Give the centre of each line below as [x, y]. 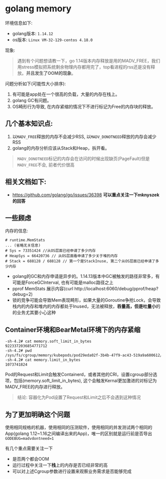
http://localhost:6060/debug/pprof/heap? [116, 289]
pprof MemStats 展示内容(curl [43, 289]
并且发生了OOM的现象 [49, 73]
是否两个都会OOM [31, 459]
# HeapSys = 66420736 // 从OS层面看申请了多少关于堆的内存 [62, 256]
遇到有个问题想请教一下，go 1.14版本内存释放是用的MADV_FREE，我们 [89, 60]
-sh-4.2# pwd [19, 350]
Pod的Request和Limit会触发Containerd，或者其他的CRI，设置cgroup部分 [79, 374]
